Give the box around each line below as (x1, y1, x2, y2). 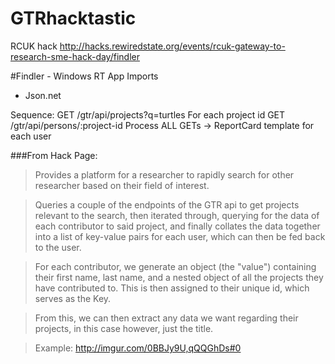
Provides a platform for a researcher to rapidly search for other (34, 168, 295, 181)
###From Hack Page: (10, 149, 98, 161)
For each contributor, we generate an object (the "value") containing (34, 260, 317, 272)
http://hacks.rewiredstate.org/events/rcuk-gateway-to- (59, 40, 286, 52)
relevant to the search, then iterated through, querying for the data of (34, 209, 320, 221)
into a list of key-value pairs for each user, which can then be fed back (34, 230, 326, 242)
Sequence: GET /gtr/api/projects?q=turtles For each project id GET (10, 108, 286, 121)
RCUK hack (10, 40, 58, 52)
